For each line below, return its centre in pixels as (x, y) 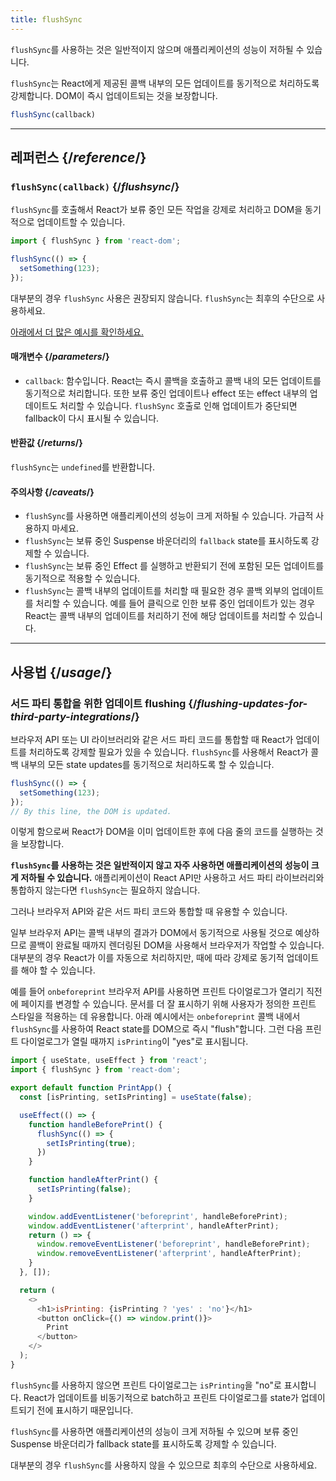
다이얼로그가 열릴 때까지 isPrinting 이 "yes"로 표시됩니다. (134, 1042)
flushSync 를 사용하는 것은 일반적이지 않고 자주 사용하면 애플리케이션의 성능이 (160, 865)
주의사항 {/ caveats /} (52, 492)
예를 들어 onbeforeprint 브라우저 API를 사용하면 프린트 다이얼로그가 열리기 (157, 992)
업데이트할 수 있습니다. (81, 222)
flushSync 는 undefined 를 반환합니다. (82, 467)
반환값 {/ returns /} (46, 443)
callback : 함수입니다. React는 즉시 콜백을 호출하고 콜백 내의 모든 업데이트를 (173, 380)
